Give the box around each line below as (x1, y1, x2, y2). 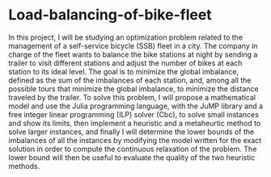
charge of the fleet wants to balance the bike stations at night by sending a (8, 49, 258, 59)
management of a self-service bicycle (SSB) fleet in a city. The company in (8, 40, 258, 50)
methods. (8, 161, 40, 171)
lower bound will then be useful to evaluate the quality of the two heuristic (8, 152, 256, 162)
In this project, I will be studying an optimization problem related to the (8, 32, 243, 42)
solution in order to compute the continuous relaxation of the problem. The (8, 144, 257, 154)
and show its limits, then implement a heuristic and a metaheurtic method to (8, 118, 261, 128)
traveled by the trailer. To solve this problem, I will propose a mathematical (8, 92, 256, 102)
